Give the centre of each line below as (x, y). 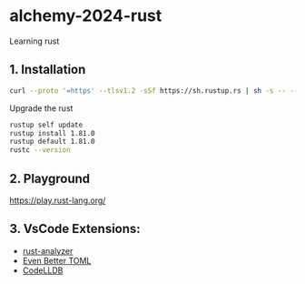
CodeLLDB (43, 270)
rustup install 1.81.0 (52, 133)
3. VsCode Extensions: (75, 229)
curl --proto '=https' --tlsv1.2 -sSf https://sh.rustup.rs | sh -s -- (148, 91)
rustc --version (40, 150)
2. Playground (50, 178)
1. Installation (48, 70)
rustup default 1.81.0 (52, 142)
